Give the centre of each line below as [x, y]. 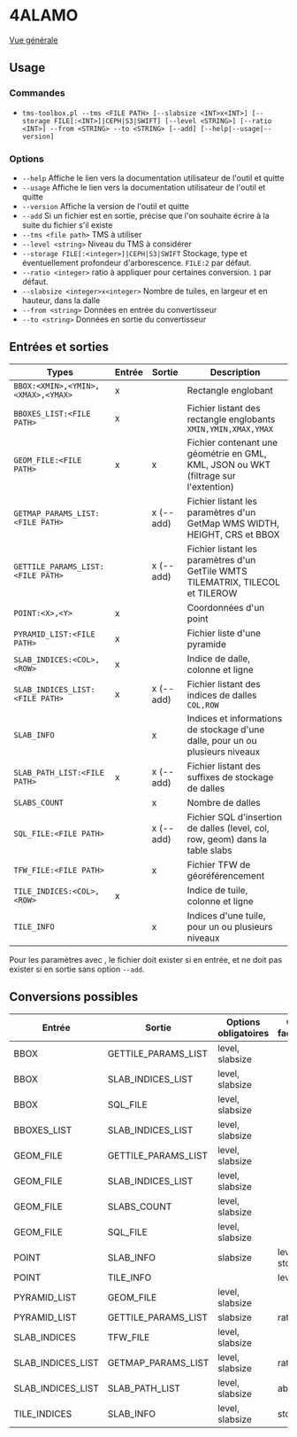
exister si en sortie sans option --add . [77, 969]
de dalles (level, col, [228, 828]
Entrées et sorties [59, 347]
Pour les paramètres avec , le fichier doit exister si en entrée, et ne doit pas [146, 959]
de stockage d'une [226, 730]
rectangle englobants [231, 419]
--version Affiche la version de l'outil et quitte [106, 206]
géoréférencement [226, 876]
